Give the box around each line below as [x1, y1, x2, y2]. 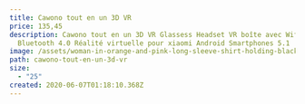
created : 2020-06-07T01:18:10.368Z [9, 80, 144, 90]
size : [9, 64, 30, 73]
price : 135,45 [9, 22, 64, 31]
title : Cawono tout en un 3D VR [9, 13, 132, 23]
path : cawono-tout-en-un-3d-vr [9, 55, 128, 64]
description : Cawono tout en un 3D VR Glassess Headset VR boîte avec [9, 30, 282, 39]
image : [9, 47, 34, 56]
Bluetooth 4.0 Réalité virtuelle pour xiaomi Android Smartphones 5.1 [17, 38, 290, 48]
